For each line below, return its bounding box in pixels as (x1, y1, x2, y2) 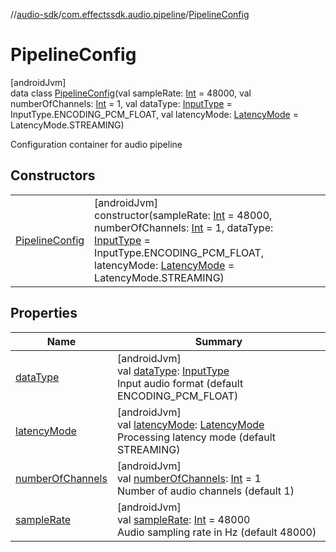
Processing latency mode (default (116, 430, 276, 444)
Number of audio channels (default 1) (116, 484, 295, 498)
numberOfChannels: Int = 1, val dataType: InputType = (10, 97, 233, 109)
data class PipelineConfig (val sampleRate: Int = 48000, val (10, 87, 252, 99)
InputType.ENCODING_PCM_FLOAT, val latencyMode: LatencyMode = (10, 108, 299, 120)
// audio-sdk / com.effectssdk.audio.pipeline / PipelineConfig (10, 9, 250, 20)
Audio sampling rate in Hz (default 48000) (116, 525, 317, 539)
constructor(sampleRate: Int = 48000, (94, 208, 273, 222)
